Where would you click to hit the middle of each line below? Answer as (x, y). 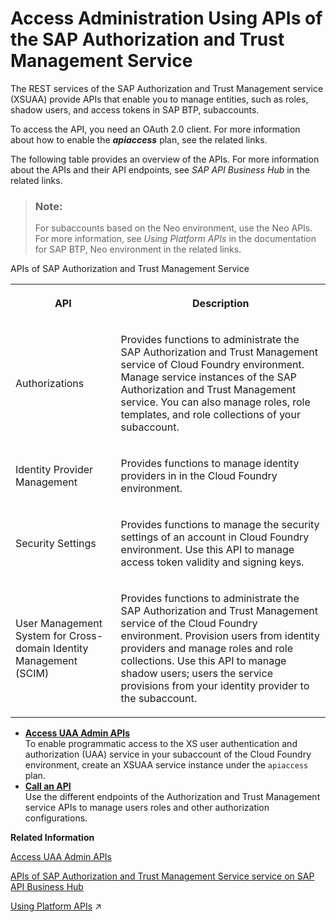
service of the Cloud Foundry (189, 624)
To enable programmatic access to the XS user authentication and (161, 744)
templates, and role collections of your (210, 415)
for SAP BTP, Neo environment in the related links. (138, 249)
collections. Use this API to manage (203, 661)
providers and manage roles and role (206, 649)
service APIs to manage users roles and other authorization (147, 808)
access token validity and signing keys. (212, 562)
